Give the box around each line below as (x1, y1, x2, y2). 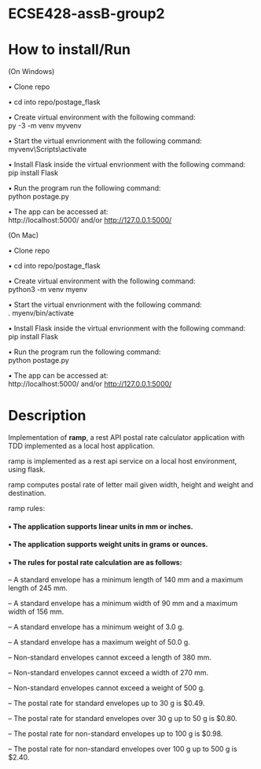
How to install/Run (8, 41, 131, 59)
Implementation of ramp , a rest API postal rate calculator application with (8, 433, 245, 442)
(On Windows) (8, 67, 55, 76)
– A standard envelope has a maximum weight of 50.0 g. (8, 638, 190, 647)
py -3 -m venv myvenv (8, 121, 82, 131)
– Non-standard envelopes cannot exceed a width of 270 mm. (8, 668, 209, 678)
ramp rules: (8, 504, 46, 513)
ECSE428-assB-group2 (8, 5, 165, 23)
